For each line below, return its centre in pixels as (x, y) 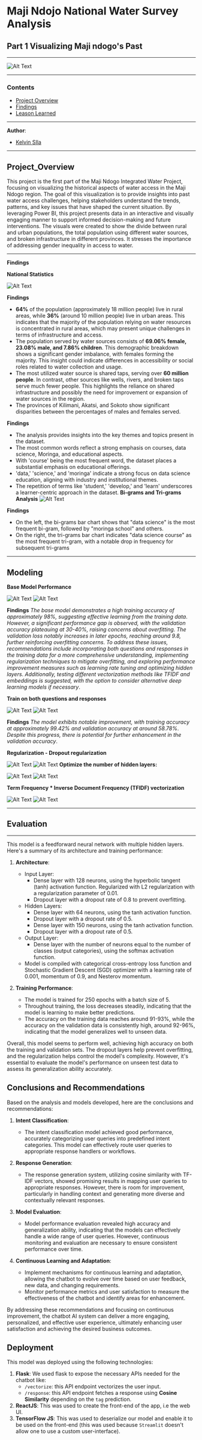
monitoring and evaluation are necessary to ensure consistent (101, 1243)
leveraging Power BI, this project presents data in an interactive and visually (100, 213)
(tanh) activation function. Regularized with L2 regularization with (114, 887)
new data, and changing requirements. (72, 1285)
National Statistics (30, 275)
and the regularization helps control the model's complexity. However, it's (97, 1056)
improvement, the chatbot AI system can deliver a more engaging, (88, 1316)
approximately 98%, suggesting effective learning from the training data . (97, 616)
